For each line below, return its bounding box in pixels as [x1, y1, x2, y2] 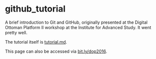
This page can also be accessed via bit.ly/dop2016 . [5, 48, 108, 54]
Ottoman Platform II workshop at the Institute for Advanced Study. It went [5, 24, 152, 30]
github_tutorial [5, 3, 66, 15]
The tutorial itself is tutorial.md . [5, 39, 67, 44]
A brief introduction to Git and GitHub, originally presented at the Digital [5, 19, 148, 25]
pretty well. [5, 29, 28, 35]
